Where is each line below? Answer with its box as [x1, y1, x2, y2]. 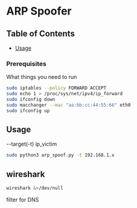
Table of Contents [6, 29, 75, 39]
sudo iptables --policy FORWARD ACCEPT [6, 85, 107, 92]
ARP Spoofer [6, 4, 72, 18]
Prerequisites [6, 59, 46, 68]
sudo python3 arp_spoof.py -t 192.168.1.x [6, 152, 115, 158]
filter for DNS [6, 196, 39, 204]
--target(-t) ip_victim [6, 141, 57, 148]
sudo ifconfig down [6, 96, 56, 102]
